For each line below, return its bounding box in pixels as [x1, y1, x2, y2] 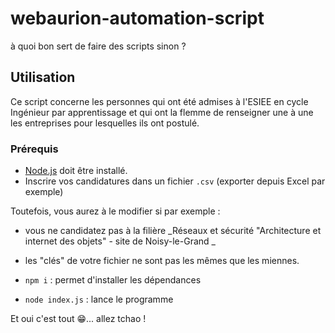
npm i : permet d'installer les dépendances [24, 274, 202, 286]
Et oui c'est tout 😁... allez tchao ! [10, 313, 147, 325]
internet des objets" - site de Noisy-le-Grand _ [24, 235, 216, 247]
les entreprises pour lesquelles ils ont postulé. [10, 117, 200, 129]
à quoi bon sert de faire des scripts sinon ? [10, 40, 187, 52]
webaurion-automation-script [10, 7, 265, 30]
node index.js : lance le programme [24, 293, 174, 306]
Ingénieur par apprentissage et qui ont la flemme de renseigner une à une [10, 106, 314, 118]
